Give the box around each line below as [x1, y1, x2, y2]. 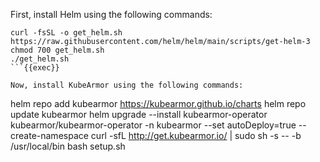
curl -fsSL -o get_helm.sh [10, 28, 123, 38]
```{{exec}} [10, 63, 60, 73]
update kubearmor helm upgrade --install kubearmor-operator [10, 109, 268, 120]
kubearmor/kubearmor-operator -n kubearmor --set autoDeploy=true [10, 119, 297, 131]
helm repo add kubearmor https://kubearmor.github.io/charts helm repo [10, 98, 307, 109]
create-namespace [10, 130, 89, 141]
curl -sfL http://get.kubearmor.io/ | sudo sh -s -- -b [90, 130, 302, 141]
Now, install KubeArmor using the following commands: [10, 80, 244, 90]
